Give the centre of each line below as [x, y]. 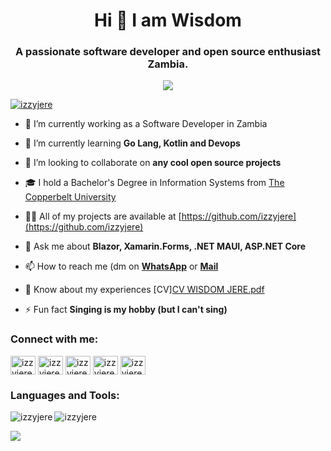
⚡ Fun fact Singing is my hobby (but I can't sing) [126, 310]
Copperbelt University [70, 197]
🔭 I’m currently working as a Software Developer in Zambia [146, 124]
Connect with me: [54, 339]
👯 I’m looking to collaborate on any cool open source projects [153, 163]
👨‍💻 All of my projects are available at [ [103, 216]
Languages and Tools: [65, 395]
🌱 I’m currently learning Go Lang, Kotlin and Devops [132, 143]
